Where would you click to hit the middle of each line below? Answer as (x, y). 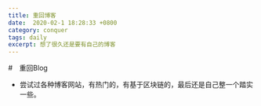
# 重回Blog (28, 68)
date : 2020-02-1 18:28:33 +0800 (63, 23)
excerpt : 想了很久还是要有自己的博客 (62, 45)
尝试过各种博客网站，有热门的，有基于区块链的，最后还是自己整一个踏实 (136, 85)
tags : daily (27, 37)
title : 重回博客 (32, 15)
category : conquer (38, 30)
